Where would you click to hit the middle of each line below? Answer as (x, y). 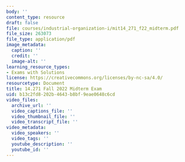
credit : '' (25, 56)
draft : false (22, 23)
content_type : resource (36, 17)
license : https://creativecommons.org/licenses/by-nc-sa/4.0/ (84, 78)
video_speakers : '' (36, 133)
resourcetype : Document (36, 84)
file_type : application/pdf (41, 39)
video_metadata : (26, 128)
